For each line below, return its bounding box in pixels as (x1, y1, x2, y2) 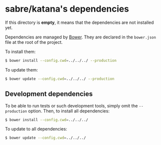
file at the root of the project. (5, 39, 63, 45)
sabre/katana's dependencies (5, 3, 129, 15)
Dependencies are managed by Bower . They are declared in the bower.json (5, 34, 156, 40)
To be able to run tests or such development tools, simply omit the (5, 103, 138, 109)
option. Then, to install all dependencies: (28, 108, 110, 114)
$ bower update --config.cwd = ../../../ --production (5, 76, 115, 81)
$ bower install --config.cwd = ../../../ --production (5, 58, 117, 63)
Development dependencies (5, 90, 93, 98)
